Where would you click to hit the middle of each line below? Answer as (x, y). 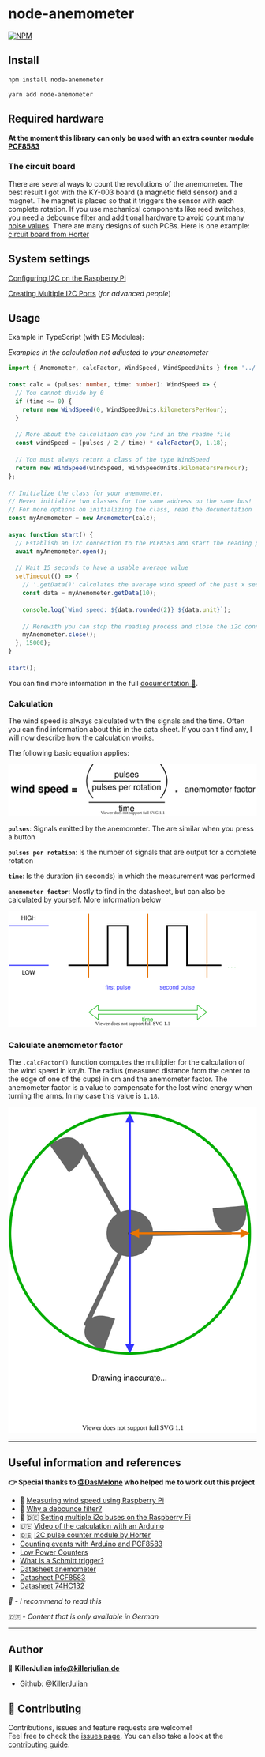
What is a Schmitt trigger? (62, 1561)
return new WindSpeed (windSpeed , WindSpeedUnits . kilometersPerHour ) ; (132, 468)
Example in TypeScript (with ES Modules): (76, 337)
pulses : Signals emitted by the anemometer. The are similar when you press (131, 828)
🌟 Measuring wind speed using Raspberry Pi (91, 1501)
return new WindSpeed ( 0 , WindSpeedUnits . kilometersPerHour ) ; (125, 409)
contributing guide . (39, 1744)
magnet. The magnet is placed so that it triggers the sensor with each (121, 200)
